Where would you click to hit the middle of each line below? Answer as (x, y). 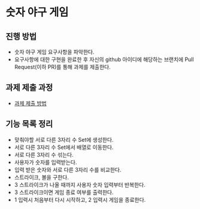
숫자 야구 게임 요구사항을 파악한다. (54, 52)
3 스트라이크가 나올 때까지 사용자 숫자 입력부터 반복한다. (80, 184)
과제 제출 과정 (29, 88)
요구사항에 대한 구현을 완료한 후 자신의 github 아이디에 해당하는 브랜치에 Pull (104, 59)
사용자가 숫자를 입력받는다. (46, 162)
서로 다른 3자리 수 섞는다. (44, 154)
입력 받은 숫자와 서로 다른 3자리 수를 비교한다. (68, 169)
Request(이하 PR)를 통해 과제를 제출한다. (63, 67)
